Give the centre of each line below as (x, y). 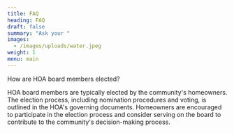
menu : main (23, 59)
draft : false (26, 26)
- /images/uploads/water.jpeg (57, 46)
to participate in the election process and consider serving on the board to (114, 114)
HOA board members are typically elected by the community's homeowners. (117, 92)
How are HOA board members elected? (64, 79)
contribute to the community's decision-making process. (89, 122)
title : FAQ (23, 14)
